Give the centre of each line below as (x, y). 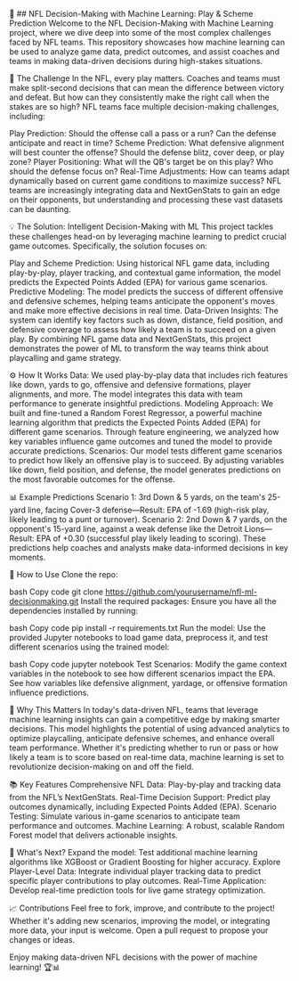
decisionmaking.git (44, 601)
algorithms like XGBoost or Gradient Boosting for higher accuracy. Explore (145, 862)
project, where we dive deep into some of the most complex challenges (140, 33)
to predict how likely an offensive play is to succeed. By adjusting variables (147, 460)
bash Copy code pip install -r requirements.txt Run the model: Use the (137, 628)
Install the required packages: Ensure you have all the (179, 601)
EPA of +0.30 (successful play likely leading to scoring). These (151, 538)
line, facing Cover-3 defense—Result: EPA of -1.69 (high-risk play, (149, 510)
